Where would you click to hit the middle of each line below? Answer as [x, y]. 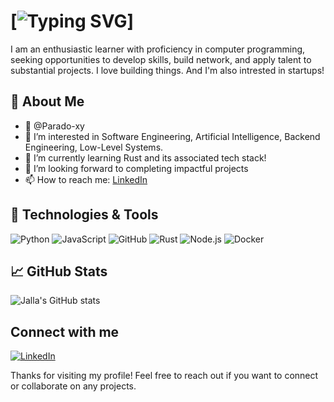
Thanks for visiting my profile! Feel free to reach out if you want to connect [164, 376]
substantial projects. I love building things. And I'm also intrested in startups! [167, 70]
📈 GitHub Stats [59, 271]
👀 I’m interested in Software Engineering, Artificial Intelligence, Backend [172, 136]
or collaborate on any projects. [73, 386]
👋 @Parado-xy [54, 126]
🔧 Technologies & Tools [84, 215]
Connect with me [65, 331]
